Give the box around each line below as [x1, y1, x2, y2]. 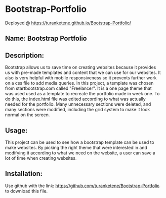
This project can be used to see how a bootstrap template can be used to [5, 139, 155, 145]
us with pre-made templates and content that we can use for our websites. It [5, 69, 161, 75]
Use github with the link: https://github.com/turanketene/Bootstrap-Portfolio [5, 183, 160, 189]
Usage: [5, 126, 28, 134]
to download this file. [5, 188, 48, 194]
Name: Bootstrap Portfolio [5, 34, 87, 43]
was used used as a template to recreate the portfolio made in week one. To [5, 91, 160, 97]
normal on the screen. [5, 112, 50, 118]
